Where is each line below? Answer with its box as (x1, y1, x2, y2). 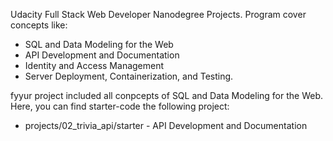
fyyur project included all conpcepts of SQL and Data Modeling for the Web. (10, 90, 324, 101)
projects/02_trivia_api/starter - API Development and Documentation (24, 120, 308, 131)
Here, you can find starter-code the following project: (10, 100, 230, 112)
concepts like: (10, 19, 68, 31)
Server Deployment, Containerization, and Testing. (24, 70, 234, 82)
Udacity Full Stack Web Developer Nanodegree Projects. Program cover (10, 9, 307, 20)
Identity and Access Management (24, 60, 165, 71)
